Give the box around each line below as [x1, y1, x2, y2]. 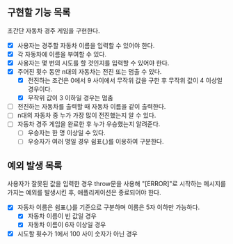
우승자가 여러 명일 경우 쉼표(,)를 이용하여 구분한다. [27, 137, 164, 146]
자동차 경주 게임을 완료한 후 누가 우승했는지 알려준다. [17, 120, 161, 128]
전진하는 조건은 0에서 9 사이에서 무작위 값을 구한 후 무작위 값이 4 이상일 [27, 76, 223, 85]
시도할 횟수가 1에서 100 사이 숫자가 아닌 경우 [17, 229, 138, 238]
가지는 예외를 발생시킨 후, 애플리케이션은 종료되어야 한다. [7, 188, 161, 197]
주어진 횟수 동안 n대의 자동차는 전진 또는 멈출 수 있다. [17, 68, 162, 75]
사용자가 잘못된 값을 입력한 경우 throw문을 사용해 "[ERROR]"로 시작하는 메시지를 [7, 180, 226, 188]
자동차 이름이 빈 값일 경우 [27, 212, 97, 220]
